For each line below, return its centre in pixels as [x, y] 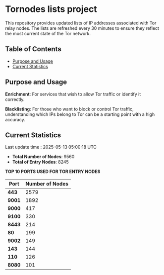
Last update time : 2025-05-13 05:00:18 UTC [51, 147]
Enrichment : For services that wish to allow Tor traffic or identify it [73, 94]
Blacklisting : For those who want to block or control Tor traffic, [69, 109]
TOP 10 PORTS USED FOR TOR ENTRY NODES [53, 172]
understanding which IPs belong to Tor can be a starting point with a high [80, 114]
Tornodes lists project [51, 9]
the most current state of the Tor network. [48, 33]
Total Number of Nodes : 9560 [43, 157]
